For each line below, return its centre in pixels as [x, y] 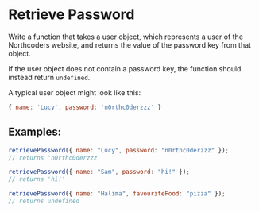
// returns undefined [44, 201]
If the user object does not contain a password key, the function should [125, 68]
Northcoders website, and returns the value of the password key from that [130, 44]
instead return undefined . [49, 77]
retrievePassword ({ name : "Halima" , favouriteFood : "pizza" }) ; [117, 194]
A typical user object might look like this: [75, 92]
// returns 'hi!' [37, 179]
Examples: [35, 132]
